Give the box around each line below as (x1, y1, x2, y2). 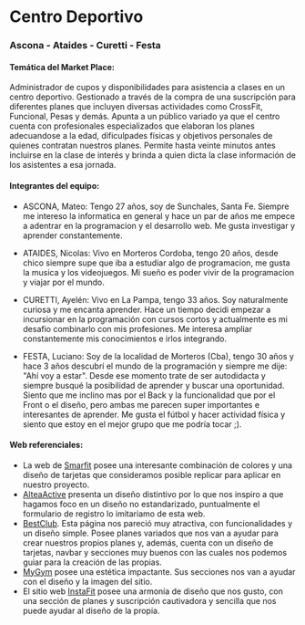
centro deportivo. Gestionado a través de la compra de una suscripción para (9, 91, 296, 102)
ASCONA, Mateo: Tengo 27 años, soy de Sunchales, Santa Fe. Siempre (22, 201, 290, 212)
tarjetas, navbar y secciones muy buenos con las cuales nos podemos (22, 547, 288, 557)
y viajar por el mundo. (22, 276, 105, 287)
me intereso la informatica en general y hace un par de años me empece (22, 210, 296, 221)
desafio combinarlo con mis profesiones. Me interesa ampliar (22, 323, 253, 334)
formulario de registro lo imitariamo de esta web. (22, 508, 206, 519)
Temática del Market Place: (9, 61, 116, 72)
